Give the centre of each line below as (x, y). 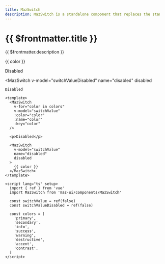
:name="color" (28, 120)
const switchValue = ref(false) (43, 201)
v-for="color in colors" (39, 107)
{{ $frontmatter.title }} (51, 39)
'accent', (24, 244)
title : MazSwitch (23, 10)
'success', (25, 231)
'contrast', (26, 248)
